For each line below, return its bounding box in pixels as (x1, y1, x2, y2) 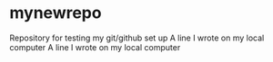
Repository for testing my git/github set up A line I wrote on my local (9, 32, 265, 43)
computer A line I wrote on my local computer (9, 41, 181, 52)
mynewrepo (9, 3, 102, 23)
